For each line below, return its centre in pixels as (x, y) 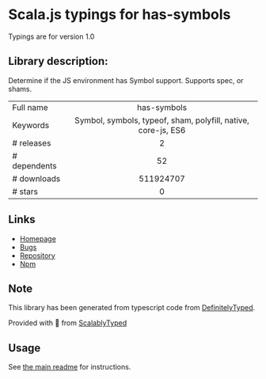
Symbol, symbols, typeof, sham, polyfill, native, (162, 120)
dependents (34, 165)
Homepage (38, 238)
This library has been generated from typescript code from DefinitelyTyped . (132, 308)
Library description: (58, 61)
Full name (30, 107)
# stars (25, 191)
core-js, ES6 (162, 130)
